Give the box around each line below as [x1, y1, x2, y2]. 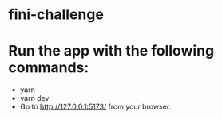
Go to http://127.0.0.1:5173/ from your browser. [19, 102, 172, 112]
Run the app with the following [8, 42, 215, 60]
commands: [8, 59, 89, 77]
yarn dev [19, 94, 50, 103]
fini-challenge [8, 6, 104, 24]
